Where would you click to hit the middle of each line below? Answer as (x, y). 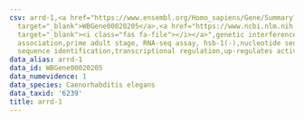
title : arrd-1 (36, 102)
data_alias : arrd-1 (46, 60)
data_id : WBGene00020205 (56, 69)
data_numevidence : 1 (48, 77)
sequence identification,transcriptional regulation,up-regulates (145, 51)
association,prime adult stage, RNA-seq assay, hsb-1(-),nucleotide (149, 43)
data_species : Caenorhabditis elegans (82, 85)
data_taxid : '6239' (46, 93)
